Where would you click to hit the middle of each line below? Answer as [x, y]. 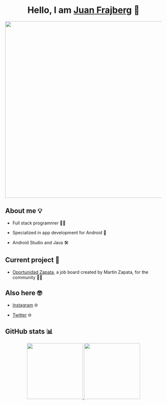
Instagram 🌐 [25, 305]
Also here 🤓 [24, 293]
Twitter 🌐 [22, 315]
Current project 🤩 [32, 260]
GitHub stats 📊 [29, 331]
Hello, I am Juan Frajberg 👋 [83, 10]
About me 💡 [24, 211]
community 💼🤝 [27, 277]
